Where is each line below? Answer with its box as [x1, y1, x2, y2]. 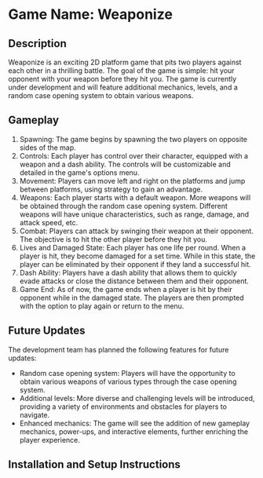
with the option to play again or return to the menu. [19, 301, 184, 311]
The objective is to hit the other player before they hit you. [19, 234, 208, 244]
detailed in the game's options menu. [19, 167, 140, 177]
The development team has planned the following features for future [8, 345, 229, 354]
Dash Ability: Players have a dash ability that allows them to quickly [19, 268, 237, 277]
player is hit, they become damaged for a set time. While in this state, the [19, 251, 256, 261]
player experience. [19, 435, 81, 444]
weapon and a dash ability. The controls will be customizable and [19, 159, 232, 169]
